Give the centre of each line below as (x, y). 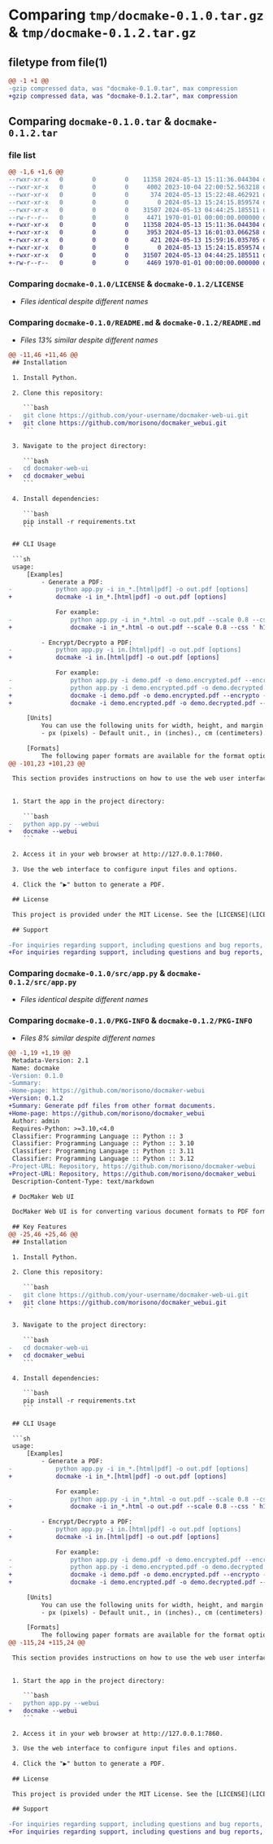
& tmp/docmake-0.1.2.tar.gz (102, 32)
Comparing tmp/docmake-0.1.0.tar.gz (136, 15)
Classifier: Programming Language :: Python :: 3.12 (103, 1159)
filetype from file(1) (58, 62)
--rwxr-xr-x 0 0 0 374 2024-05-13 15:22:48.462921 (134, 194)
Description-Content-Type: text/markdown (83, 1181)
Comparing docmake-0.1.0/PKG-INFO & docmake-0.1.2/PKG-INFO (130, 1020)
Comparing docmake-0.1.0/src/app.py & (87, 974)
